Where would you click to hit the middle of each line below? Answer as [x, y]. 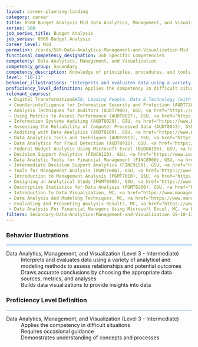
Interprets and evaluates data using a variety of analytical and [96, 260]
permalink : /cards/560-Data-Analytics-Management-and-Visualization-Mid [97, 50]
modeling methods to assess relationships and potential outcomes [101, 266]
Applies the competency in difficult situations [76, 325]
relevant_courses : [29, 94]
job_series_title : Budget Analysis [50, 34]
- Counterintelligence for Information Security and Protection [89, 105]
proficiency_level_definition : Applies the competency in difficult [92, 89]
